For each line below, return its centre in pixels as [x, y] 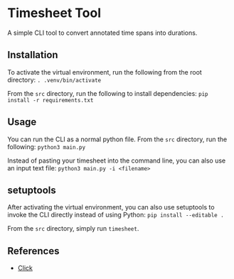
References [33, 251]
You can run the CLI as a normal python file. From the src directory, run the [117, 139]
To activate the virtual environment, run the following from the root [105, 72]
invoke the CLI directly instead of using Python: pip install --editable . [116, 215]
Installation [33, 55]
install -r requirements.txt [50, 100]
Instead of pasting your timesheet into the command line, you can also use [117, 160]
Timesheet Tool [54, 13]
